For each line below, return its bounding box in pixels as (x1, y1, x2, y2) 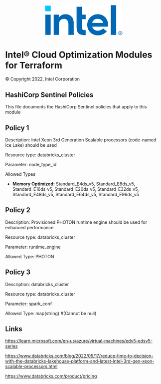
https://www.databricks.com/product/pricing (5, 373, 97, 379)
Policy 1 (5, 123, 29, 132)
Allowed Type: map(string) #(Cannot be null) (5, 310, 97, 316)
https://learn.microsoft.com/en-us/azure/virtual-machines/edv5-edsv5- (5, 338, 153, 344)
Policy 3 (5, 268, 31, 277)
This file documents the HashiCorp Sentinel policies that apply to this (5, 104, 147, 110)
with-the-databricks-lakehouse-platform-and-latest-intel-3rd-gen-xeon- (5, 358, 155, 364)
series (5, 343, 18, 349)
